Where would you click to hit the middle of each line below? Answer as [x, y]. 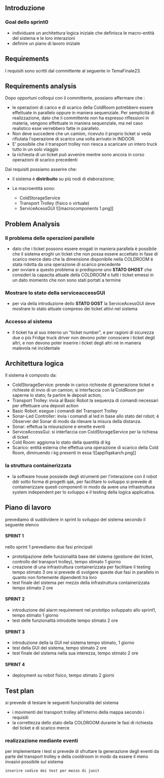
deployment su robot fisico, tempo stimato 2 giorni [63, 675]
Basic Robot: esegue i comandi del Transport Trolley [65, 411]
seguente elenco [22, 524]
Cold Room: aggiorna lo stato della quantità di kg [61, 442]
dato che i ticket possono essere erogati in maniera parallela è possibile [84, 249]
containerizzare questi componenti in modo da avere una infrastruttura [83, 486]
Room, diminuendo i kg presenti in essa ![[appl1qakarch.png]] [74, 453]
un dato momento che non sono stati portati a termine [66, 280]
